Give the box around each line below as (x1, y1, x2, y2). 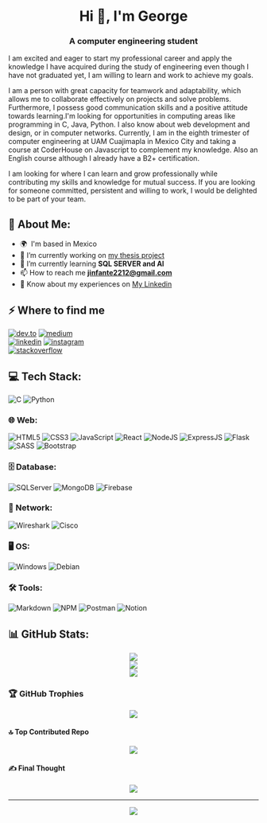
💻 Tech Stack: (8, 369, 82, 383)
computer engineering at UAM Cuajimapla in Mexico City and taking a (8, 137, 237, 146)
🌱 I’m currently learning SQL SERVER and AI (19, 259, 164, 269)
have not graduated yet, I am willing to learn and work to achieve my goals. (8, 71, 254, 80)
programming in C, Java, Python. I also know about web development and (8, 119, 250, 130)
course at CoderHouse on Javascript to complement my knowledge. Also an (8, 145, 258, 154)
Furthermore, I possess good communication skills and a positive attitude (8, 103, 248, 112)
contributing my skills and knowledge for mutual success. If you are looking (8, 177, 256, 187)
